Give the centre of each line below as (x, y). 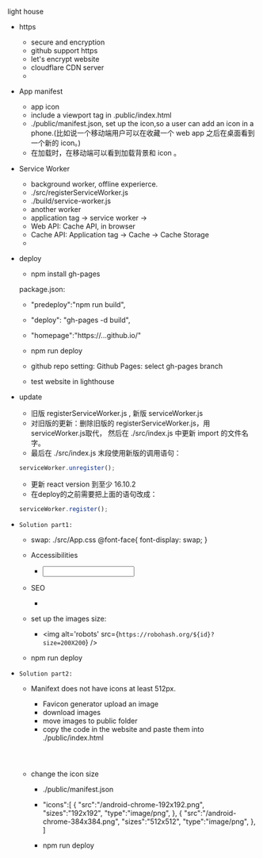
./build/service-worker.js (71, 201)
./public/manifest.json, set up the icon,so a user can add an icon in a (142, 123)
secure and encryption (68, 42)
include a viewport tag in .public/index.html (101, 115)
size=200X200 (64, 643)
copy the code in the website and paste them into (123, 729)
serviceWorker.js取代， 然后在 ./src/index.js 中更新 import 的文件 (136, 433)
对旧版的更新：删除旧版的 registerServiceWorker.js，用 (120, 423)
